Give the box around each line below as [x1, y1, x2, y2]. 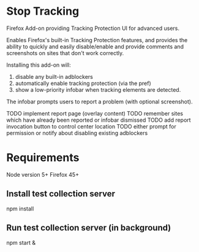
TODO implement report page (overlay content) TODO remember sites [6, 109, 184, 117]
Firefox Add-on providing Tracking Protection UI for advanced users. [6, 24, 179, 32]
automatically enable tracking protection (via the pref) [15, 80, 151, 87]
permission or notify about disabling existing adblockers [6, 129, 148, 136]
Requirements [6, 151, 80, 165]
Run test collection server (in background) [6, 223, 171, 233]
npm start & [6, 239, 36, 246]
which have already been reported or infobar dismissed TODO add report [6, 116, 191, 124]
